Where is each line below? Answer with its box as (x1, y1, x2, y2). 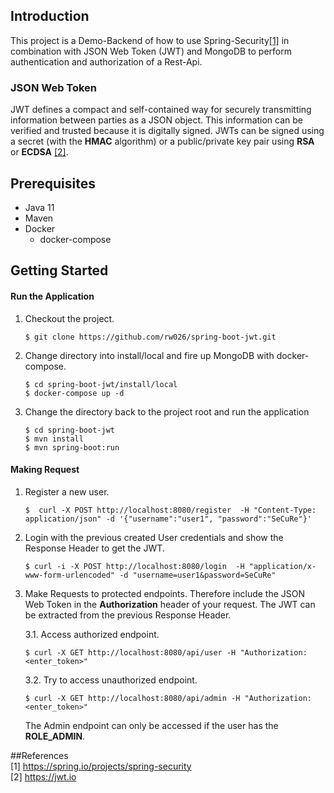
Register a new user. (24, 485, 110, 498)
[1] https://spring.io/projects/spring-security (10, 760, 192, 772)
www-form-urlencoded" (24, 570, 115, 580)
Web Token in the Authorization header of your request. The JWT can (24, 598, 316, 610)
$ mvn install (24, 434, 84, 444)
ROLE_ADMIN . (24, 730, 86, 742)
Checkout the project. (24, 312, 115, 324)
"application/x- (248, 561, 317, 571)
